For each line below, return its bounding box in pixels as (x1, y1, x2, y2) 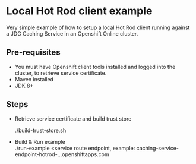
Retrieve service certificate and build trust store (14, 115, 132, 122)
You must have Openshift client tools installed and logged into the (14, 63, 176, 70)
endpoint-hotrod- (14, 150, 58, 158)
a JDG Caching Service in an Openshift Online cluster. (6, 30, 138, 37)
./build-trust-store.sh (14, 127, 67, 134)
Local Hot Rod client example (6, 4, 153, 18)
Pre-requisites (6, 48, 61, 58)
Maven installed (14, 75, 54, 83)
